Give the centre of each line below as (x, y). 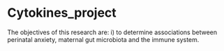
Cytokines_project (62, 13)
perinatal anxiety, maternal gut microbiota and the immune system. (103, 39)
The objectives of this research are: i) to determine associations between (112, 32)
